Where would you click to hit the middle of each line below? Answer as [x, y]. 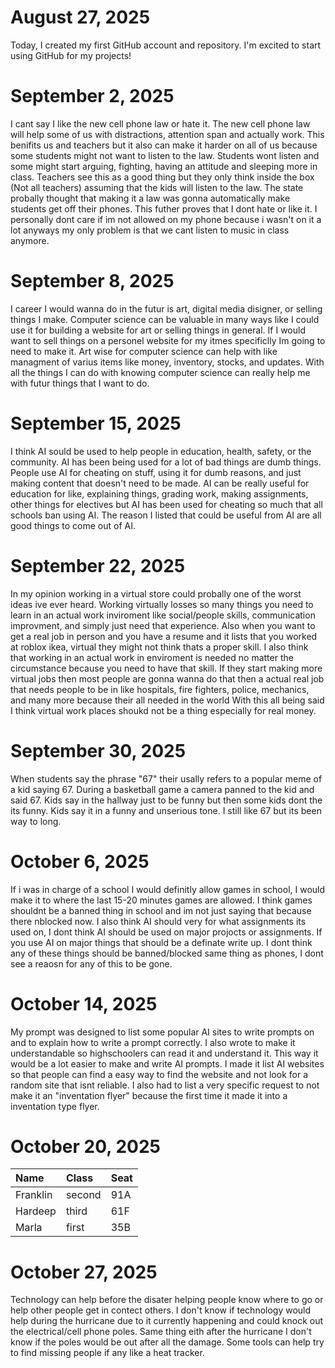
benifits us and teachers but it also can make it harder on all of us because [164, 145]
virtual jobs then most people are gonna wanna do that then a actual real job [167, 678]
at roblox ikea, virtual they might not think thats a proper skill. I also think [159, 647]
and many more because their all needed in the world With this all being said [167, 700]
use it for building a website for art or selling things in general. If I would [158, 330]
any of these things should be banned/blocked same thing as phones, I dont [167, 953]
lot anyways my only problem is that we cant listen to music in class [150, 230]
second [83, 1195]
